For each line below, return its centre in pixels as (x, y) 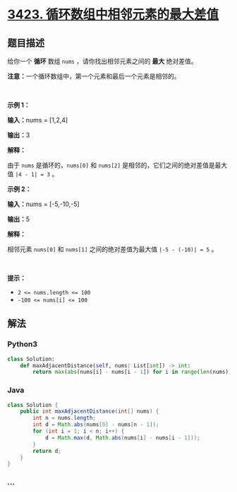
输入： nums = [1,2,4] (38, 120)
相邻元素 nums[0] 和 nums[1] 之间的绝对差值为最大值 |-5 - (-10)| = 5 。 (113, 249)
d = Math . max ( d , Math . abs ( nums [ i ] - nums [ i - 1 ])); (122, 437)
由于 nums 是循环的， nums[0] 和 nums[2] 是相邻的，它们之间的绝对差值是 (111, 165)
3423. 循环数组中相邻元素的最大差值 (113, 15)
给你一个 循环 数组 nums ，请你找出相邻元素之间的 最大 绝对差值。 (102, 61)
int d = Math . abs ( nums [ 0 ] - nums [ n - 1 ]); (96, 425)
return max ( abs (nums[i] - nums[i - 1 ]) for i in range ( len (121, 372)
